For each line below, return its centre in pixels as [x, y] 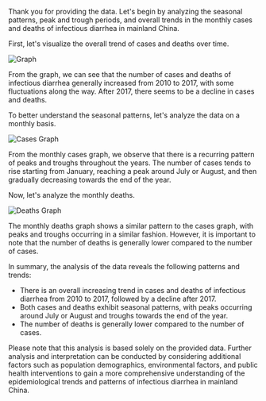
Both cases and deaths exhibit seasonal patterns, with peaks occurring [136, 307]
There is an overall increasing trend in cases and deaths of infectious [133, 290]
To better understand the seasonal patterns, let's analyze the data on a [124, 115]
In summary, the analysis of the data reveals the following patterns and [124, 266]
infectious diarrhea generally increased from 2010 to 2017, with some [121, 83]
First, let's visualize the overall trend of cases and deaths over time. [119, 44]
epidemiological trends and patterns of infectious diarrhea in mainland [123, 382]
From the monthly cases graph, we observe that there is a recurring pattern [131, 154]
